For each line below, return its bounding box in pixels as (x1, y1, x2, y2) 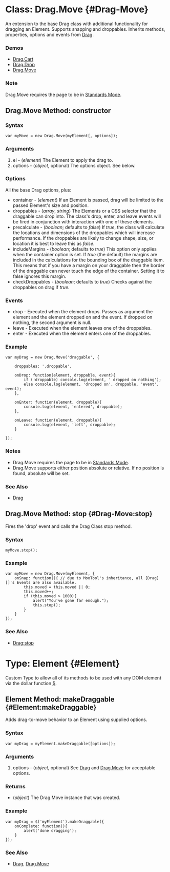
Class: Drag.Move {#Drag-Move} (5, 4, 148, 15)
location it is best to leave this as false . (12, 240, 95, 247)
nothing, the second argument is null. (12, 319, 92, 326)
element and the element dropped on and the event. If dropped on (12, 314, 153, 320)
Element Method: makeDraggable (5, 695, 115, 704)
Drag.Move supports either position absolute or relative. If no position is (12, 465, 164, 471)
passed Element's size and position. (12, 202, 89, 208)
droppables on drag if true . (12, 284, 70, 290)
